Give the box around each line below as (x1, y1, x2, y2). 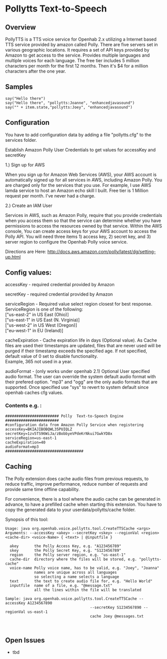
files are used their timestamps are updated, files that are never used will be (5, 343, 161, 349)
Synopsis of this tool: (5, 516, 48, 522)
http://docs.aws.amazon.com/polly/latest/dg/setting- (47, 249, 156, 255)
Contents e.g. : (5, 402, 42, 409)
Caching (5, 462, 32, 471)
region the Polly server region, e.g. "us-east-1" (9, 552, 126, 557)
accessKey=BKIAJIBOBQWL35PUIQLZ (5, 426, 72, 431)
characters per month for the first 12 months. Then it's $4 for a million (5, 63, 149, 69)
